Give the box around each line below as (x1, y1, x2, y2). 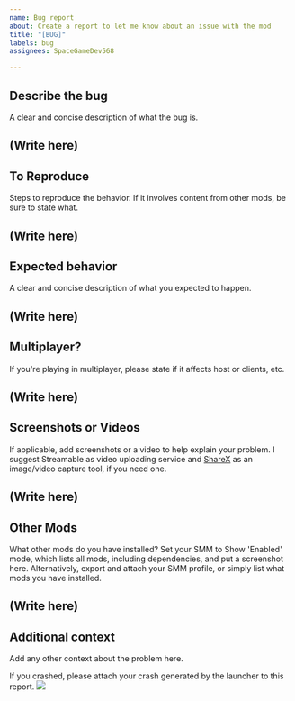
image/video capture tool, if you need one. (9, 463, 167, 474)
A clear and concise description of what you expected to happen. (9, 283, 252, 294)
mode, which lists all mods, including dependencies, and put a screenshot (9, 553, 284, 564)
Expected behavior (9, 259, 118, 274)
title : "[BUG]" (9, 30, 67, 39)
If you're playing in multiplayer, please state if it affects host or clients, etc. (9, 363, 285, 374)
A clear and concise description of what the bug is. (9, 112, 199, 123)
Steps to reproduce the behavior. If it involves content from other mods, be (9, 193, 286, 204)
